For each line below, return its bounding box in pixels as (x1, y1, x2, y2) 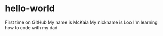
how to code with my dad (5, 24, 58, 30)
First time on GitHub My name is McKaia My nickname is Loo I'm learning (5, 19, 158, 25)
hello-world (5, 3, 55, 14)
